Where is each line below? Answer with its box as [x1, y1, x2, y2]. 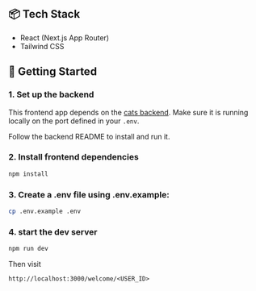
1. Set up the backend [8, 89, 94, 100]
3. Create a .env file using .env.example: [8, 189, 170, 200]
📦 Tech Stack [8, 7, 81, 21]
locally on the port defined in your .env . [8, 116, 140, 126]
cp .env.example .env [8, 207, 82, 215]
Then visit [8, 260, 42, 269]
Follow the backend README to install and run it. [8, 131, 170, 141]
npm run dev [8, 245, 48, 253]
